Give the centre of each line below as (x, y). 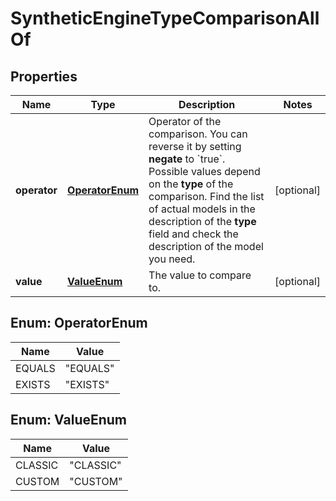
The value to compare (200, 275)
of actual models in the (202, 209)
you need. (172, 259)
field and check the (193, 234)
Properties (44, 76)
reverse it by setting (195, 146)
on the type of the (191, 184)
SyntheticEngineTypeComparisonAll (165, 18)
